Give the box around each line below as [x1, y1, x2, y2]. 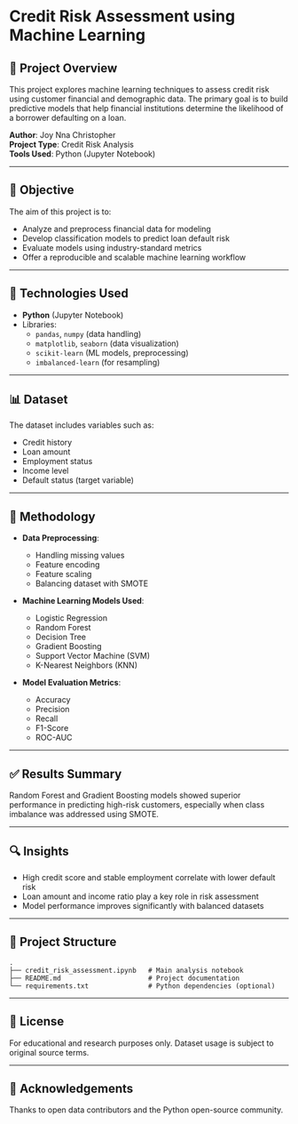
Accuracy [35, 694, 71, 705]
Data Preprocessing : [21, 533, 99, 543]
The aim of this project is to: [9, 206, 112, 217]
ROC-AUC [35, 732, 73, 743]
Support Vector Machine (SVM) [35, 651, 151, 662]
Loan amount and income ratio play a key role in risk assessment [21, 891, 259, 902]
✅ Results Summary [9, 767, 122, 782]
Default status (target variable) [21, 475, 135, 486]
